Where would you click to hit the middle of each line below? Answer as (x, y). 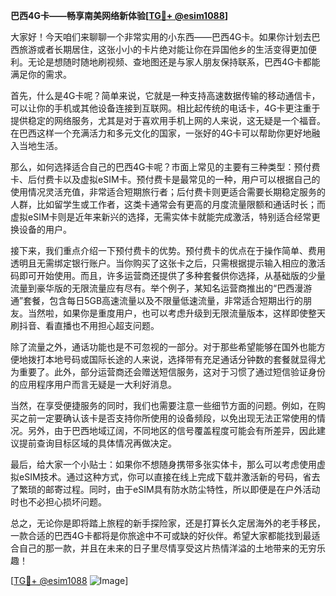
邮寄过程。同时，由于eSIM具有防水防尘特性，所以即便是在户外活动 (182, 489)
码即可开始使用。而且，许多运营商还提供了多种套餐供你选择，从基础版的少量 (168, 275)
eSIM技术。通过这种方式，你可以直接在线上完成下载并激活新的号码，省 (165, 477)
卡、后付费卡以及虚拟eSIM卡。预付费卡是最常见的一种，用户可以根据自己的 (165, 179)
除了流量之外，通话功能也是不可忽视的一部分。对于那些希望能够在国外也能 (163, 347)
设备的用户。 (45, 229)
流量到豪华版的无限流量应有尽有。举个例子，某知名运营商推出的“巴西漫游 (161, 288)
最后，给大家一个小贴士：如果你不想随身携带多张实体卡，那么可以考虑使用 (163, 464)
